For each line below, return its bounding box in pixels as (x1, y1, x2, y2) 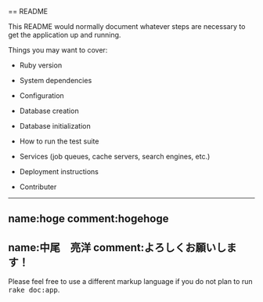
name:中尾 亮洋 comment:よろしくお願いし (8, 241, 227, 254)
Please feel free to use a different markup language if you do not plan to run (8, 277, 253, 286)
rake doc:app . (8, 286, 60, 295)
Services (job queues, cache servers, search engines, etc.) (19, 152, 211, 161)
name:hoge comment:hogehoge (8, 212, 169, 226)
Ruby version (19, 60, 63, 70)
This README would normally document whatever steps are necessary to (8, 22, 246, 31)
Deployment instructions (19, 167, 99, 176)
